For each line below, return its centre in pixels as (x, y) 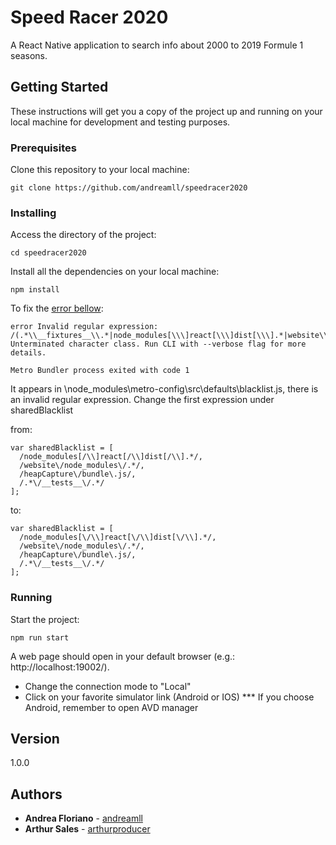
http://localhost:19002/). (60, 667)
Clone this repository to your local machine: (100, 170)
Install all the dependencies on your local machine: (115, 272)
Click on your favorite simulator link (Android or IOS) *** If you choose (169, 697)
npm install (35, 290)
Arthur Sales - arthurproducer (87, 829)
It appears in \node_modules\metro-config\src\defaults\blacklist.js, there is (164, 389)
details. (28, 353)
